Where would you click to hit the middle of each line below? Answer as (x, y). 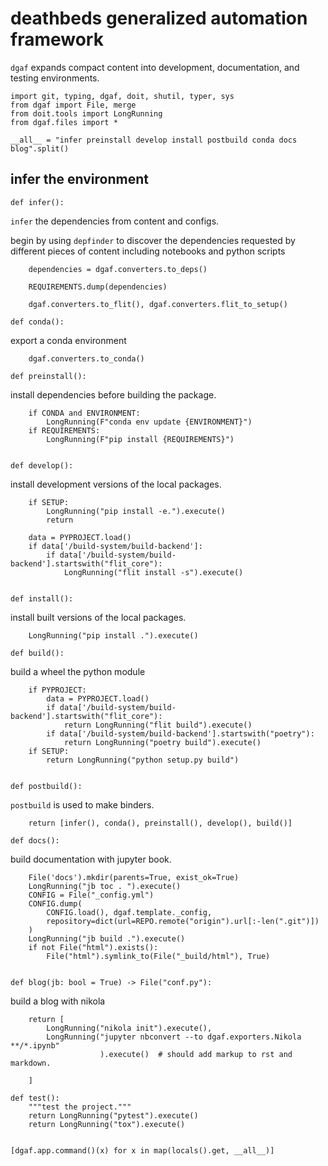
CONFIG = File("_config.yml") (91, 895)
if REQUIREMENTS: (64, 430)
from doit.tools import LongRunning (86, 113)
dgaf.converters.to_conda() (86, 358)
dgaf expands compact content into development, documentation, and (155, 67)
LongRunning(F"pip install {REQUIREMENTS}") (140, 439)
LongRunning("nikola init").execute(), (129, 1028)
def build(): (37, 653)
